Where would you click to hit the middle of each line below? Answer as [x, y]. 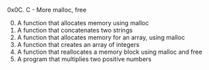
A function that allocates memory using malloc [83, 23]
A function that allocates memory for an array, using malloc [101, 37]
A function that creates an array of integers [78, 45]
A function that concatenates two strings [75, 30]
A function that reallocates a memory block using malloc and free [110, 52]
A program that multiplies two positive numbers [84, 59]
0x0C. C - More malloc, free [47, 10]
